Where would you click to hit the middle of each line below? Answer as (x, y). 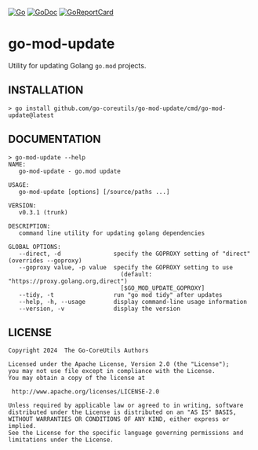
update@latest (31, 115)
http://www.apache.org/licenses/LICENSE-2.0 (85, 392)
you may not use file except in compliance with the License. (112, 371)
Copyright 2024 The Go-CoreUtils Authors (78, 351)
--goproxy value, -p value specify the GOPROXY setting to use (126, 267)
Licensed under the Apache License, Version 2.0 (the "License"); (119, 364)
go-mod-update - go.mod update (70, 171)
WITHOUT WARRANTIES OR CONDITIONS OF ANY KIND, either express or (119, 419)
